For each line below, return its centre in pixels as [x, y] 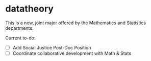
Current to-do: [20, 38]
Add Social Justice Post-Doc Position [52, 47]
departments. [19, 28]
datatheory [29, 9]
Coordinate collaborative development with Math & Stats [72, 53]
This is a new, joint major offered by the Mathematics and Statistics [76, 23]
